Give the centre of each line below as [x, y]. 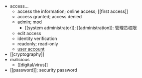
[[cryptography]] [27, 54]
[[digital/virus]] [33, 65]
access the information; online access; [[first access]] [73, 11]
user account [31, 49]
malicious [20, 59]
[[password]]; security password [43, 70]
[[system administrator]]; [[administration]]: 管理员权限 [81, 28]
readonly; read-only [38, 44]
